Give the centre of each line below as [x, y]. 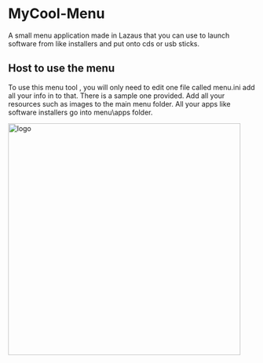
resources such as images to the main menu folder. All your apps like [119, 103]
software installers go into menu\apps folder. [80, 112]
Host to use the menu [62, 69]
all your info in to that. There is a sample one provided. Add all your [117, 96]
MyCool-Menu [57, 14]
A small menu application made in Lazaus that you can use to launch [119, 35]
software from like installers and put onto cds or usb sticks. [104, 43]
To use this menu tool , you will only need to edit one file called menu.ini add [131, 87]
